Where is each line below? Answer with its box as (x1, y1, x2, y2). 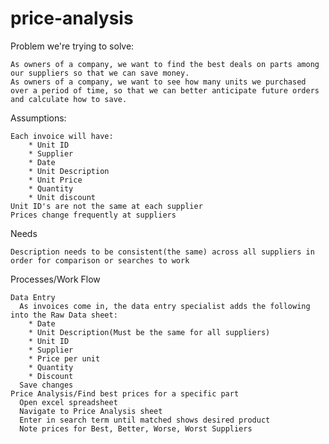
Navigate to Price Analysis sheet (19, 406, 163, 416)
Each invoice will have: (10, 131, 114, 141)
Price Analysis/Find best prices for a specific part (10, 388, 240, 399)
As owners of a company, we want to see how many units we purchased (10, 77, 307, 87)
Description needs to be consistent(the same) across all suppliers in (10, 247, 315, 257)
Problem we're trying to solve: (10, 40, 135, 52)
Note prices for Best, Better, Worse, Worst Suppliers (19, 423, 253, 434)
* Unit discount (28, 192, 97, 202)
